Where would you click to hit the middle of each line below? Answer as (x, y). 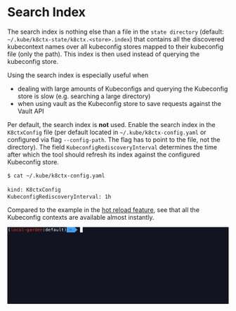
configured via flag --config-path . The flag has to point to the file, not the (114, 139)
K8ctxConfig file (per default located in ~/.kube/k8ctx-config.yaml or (107, 132)
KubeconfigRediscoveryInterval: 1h (59, 197)
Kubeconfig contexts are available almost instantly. (81, 217)
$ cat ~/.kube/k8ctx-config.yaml (56, 176)
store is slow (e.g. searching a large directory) (84, 96)
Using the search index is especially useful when (78, 75)
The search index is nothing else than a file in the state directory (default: (116, 32)
